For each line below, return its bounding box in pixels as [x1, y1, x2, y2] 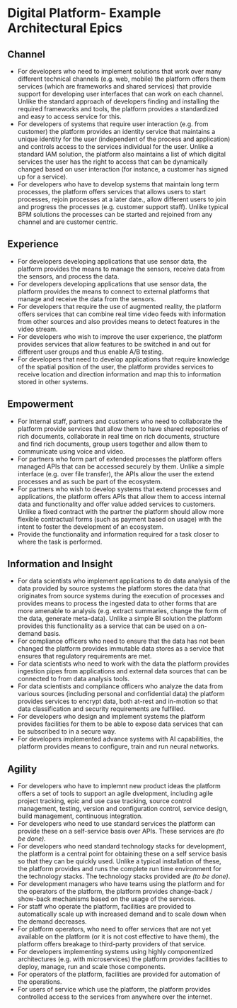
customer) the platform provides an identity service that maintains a [17, 128, 216, 135]
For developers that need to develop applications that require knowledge [17, 354, 230, 363]
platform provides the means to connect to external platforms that [17, 287, 210, 296]
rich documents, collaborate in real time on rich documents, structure [17, 432, 220, 440]
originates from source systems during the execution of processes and [17, 592, 225, 600]
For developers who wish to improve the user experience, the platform [17, 332, 223, 341]
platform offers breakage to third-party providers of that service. [17, 940, 207, 948]
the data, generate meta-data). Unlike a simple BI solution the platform [17, 615, 223, 623]
